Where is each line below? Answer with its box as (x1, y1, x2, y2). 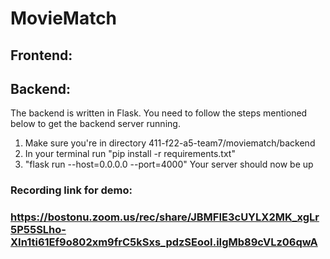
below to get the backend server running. (10, 118, 181, 130)
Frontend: (10, 47, 73, 64)
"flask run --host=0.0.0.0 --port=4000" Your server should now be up (24, 158, 314, 171)
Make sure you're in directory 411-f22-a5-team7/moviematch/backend (24, 137, 316, 149)
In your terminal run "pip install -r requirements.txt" (24, 148, 236, 160)
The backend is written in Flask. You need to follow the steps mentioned (10, 107, 308, 119)
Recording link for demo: (10, 183, 133, 197)
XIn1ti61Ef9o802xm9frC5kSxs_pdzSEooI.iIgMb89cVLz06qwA (10, 235, 318, 249)
